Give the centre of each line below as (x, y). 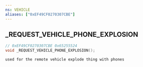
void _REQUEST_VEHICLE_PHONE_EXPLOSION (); (50, 51)
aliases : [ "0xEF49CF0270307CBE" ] (40, 14)
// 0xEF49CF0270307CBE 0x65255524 (41, 46)
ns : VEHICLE (18, 10)
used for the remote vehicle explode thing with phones (65, 60)
